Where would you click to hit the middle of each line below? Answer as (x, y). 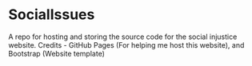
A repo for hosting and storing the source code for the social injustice (123, 37)
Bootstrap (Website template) (57, 53)
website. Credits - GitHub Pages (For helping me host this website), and (126, 45)
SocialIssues (52, 15)
